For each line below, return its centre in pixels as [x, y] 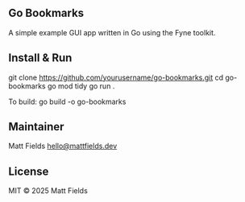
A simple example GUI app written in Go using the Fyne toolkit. [112, 32]
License [29, 171]
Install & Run [40, 58]
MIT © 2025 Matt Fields [48, 191]
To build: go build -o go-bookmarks [67, 101]
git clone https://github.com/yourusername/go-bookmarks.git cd [116, 77]
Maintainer [36, 127]
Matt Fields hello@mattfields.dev [63, 146]
